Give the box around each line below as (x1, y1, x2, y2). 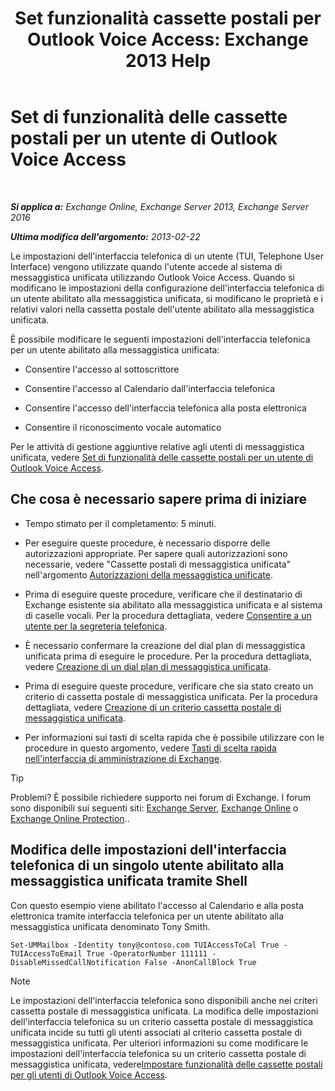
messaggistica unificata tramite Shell (10, 873, 248, 890)
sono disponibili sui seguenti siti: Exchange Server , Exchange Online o (10, 802, 299, 814)
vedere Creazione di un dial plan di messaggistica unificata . (24, 660, 272, 672)
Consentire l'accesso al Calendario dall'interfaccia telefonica (24, 382, 276, 394)
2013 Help (124, 50, 212, 72)
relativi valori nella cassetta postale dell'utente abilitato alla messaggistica (10, 303, 315, 315)
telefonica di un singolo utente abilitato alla (10, 857, 285, 874)
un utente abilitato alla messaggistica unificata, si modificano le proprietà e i (10, 292, 323, 304)
